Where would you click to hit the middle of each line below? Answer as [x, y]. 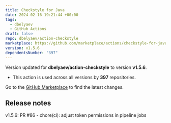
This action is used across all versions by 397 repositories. [74, 77]
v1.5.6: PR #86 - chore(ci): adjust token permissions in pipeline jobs [76, 115]
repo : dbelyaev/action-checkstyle [42, 39]
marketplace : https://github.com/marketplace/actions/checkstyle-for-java [86, 43]
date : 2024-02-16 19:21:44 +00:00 [42, 15]
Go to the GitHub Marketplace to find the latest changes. [64, 87]
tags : [11, 19]
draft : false [19, 34]
